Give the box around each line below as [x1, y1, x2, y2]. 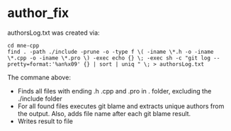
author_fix [7, 5, 69, 21]
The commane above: [7, 73, 71, 81]
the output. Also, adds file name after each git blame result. [17, 109, 191, 118]
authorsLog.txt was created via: [7, 28, 101, 37]
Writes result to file [17, 117, 73, 125]
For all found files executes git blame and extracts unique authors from [17, 101, 225, 110]
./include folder [17, 94, 62, 103]
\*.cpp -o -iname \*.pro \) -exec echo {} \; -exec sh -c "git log [7, 55, 211, 62]
